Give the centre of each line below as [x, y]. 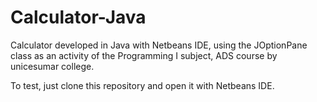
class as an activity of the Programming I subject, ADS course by [144, 55]
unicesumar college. [52, 66]
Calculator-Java [78, 17]
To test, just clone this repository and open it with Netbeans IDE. [142, 85]
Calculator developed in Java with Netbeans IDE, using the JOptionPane [159, 45]
